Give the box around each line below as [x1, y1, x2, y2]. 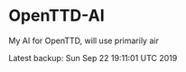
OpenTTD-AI [8, 5, 105, 26]
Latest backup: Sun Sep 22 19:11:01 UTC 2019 [8, 52, 178, 63]
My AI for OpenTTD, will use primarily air [8, 35, 159, 46]
